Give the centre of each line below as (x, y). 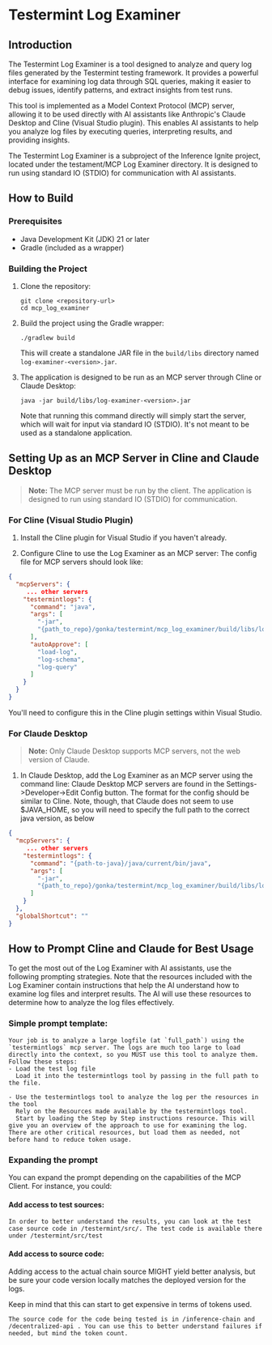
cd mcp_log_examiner (55, 308)
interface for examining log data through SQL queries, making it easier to (130, 81)
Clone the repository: (55, 286)
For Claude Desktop (48, 733)
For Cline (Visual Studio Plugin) (71, 520)
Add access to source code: (56, 1254)
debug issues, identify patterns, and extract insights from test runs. (121, 90)
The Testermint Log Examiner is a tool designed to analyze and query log (130, 64)
